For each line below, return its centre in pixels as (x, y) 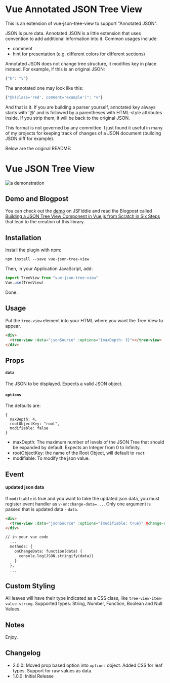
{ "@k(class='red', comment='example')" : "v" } (54, 97)
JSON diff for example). (30, 139)
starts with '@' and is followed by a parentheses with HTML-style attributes (84, 112)
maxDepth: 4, (24, 420)
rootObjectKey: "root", (35, 424)
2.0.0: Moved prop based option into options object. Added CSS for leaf (88, 665)
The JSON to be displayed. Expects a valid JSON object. (64, 384)
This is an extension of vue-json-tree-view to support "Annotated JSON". (81, 23)
